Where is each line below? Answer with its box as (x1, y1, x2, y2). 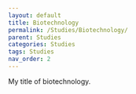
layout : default (8, 11, 61, 20)
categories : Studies (8, 41, 76, 49)
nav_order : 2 (8, 56, 51, 63)
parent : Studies (8, 33, 61, 42)
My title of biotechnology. (8, 76, 91, 86)
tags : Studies (8, 48, 55, 56)
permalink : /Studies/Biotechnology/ (8, 26, 128, 34)
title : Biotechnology (8, 19, 79, 27)
